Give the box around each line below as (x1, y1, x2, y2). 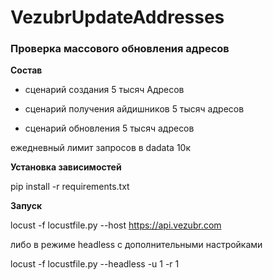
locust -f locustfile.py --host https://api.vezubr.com (10, 219, 222, 231)
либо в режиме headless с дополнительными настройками (10, 239, 263, 251)
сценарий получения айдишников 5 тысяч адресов (24, 103, 245, 115)
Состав (10, 64, 43, 76)
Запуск (10, 200, 43, 212)
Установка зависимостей (10, 161, 122, 173)
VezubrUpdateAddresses (10, 6, 225, 29)
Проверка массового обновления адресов (10, 42, 230, 56)
